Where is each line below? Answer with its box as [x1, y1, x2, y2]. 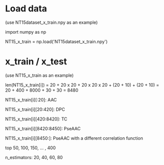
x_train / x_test [5, 56, 67, 67]
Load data [5, 3, 47, 14]
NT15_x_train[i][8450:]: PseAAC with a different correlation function [5, 135, 143, 141]
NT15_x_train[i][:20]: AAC [5, 97, 57, 103]
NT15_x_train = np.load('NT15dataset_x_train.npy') [5, 38, 108, 45]
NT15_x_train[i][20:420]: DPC [5, 106, 66, 112]
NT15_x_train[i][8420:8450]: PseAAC [5, 125, 81, 131]
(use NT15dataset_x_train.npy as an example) [5, 19, 98, 25]
